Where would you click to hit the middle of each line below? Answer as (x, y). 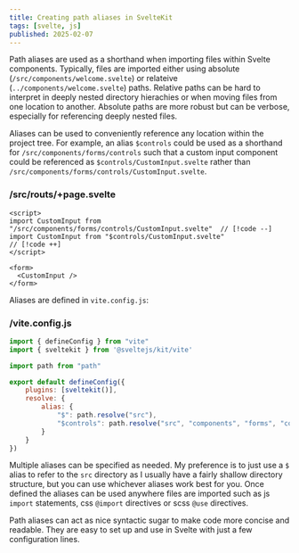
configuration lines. (44, 540)
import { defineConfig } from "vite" (79, 341)
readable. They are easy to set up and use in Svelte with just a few (131, 530)
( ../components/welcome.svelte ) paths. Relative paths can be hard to (135, 88)
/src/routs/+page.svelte (62, 194)
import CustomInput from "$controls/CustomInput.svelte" (117, 236)
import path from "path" (55, 366)
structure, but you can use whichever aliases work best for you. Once (137, 484)
